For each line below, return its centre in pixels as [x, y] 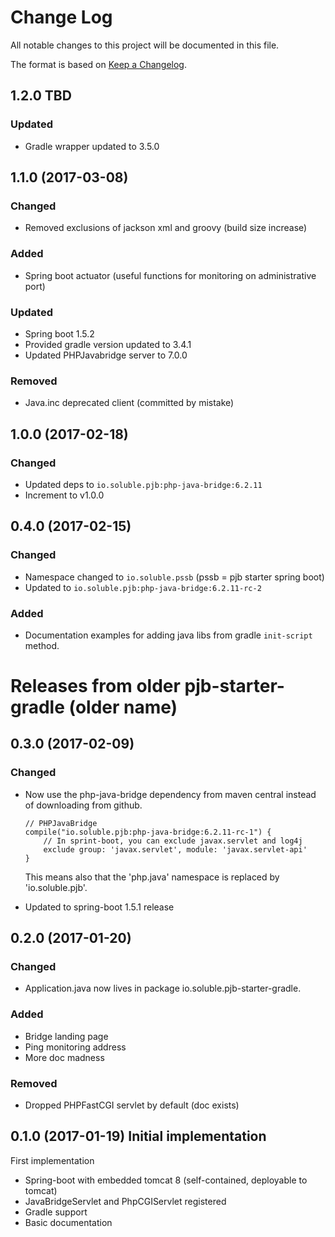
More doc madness [64, 1057]
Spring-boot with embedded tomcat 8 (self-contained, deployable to [166, 1180]
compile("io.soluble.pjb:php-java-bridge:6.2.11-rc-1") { [148, 832]
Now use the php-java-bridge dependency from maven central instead [170, 794]
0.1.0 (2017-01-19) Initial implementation [138, 1136]
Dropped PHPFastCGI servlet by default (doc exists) [132, 1105]
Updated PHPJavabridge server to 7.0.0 [106, 355]
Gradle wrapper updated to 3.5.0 [92, 146]
